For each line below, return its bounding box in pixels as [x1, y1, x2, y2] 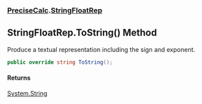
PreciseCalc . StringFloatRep [7, 6, 102, 15]
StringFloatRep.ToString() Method [7, 27, 157, 39]
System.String [7, 89, 48, 97]
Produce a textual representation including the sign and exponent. [7, 45, 196, 53]
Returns [7, 73, 31, 82]
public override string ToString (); [7, 58, 113, 66]
